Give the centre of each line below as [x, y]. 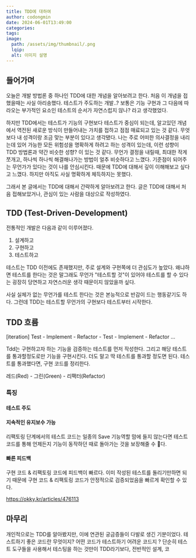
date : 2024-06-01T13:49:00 [39, 22]
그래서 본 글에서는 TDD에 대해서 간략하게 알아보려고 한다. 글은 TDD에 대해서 [93, 187]
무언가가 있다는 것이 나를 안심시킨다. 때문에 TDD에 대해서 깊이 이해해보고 [95, 167]
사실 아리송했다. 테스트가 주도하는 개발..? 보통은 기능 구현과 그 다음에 [104, 103]
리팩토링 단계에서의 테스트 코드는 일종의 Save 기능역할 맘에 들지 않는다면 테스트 [97, 436]
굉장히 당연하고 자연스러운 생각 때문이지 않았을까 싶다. [74, 282]
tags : [13, 33]
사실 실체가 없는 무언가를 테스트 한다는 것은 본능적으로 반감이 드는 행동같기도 [94, 295]
